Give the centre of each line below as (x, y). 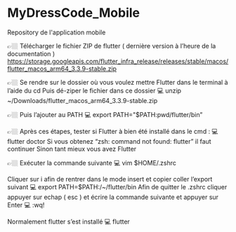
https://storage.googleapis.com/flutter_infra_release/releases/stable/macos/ (118, 61)
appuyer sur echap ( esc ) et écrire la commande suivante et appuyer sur (113, 197)
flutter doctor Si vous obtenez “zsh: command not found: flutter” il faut (110, 141)
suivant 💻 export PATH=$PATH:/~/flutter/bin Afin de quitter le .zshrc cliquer (117, 186)
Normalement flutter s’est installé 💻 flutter (68, 221)
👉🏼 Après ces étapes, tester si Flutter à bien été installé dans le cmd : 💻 (113, 131)
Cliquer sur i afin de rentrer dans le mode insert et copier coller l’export (110, 179)
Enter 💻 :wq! (26, 205)
